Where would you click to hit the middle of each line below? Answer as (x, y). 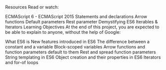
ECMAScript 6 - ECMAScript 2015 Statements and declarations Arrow (76, 16)
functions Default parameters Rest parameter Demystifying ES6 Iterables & (82, 22)
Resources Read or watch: (32, 7)
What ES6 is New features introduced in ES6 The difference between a (77, 42)
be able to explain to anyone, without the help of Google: (63, 32)
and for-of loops (22, 62)
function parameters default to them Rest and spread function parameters (81, 52)
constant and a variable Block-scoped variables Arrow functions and (75, 47)
